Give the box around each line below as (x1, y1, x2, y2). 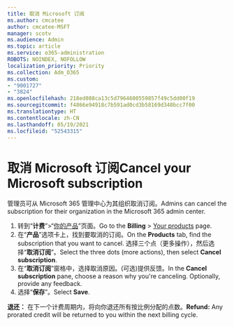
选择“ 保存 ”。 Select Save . (17, 288, 90, 297)
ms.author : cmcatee (7, 17, 64, 24)
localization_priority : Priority (7, 62, 105, 69)
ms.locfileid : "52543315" (7, 128, 82, 135)
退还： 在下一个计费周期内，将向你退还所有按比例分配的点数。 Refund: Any (7, 303, 224, 311)
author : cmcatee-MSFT (7, 23, 71, 30)
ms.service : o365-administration (7, 50, 105, 57)
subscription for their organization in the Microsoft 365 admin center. (7, 208, 206, 216)
